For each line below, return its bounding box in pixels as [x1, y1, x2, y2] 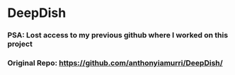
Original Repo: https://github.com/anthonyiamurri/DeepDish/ [7, 58, 223, 68]
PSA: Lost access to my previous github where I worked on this [7, 30, 229, 40]
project [7, 39, 33, 49]
